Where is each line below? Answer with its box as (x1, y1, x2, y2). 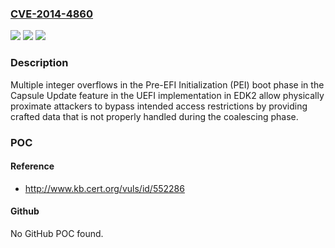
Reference (10, 160, 55, 172)
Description (10, 56, 69, 70)
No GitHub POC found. (10, 227, 104, 239)
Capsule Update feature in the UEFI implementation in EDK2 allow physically (10, 89, 325, 101)
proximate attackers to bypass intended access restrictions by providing (10, 100, 308, 112)
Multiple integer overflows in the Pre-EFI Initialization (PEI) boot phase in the (10, 78, 325, 91)
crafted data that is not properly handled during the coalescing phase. (10, 110, 299, 122)
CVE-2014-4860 (10, 7, 94, 21)
